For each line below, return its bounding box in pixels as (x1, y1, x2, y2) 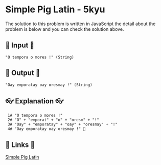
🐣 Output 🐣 (5, 68, 40, 78)
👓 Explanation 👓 (5, 97, 64, 105)
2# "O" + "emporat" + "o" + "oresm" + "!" (7, 117, 100, 123)
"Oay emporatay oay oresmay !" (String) (5, 82, 93, 87)
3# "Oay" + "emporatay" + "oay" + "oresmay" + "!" (7, 122, 118, 127)
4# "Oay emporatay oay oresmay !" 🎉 (7, 126, 86, 132)
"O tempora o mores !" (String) (5, 54, 74, 60)
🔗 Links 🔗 (5, 140, 35, 149)
